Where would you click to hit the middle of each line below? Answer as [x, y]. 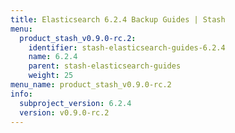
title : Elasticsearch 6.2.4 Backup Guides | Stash [118, 19]
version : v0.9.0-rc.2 [64, 112]
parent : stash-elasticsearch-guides [105, 66]
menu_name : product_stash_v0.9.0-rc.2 [91, 85]
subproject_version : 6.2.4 [75, 103]
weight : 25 [51, 76]
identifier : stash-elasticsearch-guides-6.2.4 [127, 47]
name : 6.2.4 [53, 57]
